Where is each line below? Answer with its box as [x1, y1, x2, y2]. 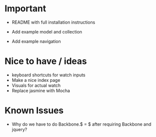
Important [4, 3, 46, 14]
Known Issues [4, 105, 64, 116]
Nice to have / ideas [4, 56, 87, 67]
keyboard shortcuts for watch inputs [11, 72, 86, 78]
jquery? [11, 126, 28, 132]
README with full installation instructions [11, 19, 95, 25]
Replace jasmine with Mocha [11, 87, 70, 94]
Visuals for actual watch [11, 82, 61, 88]
